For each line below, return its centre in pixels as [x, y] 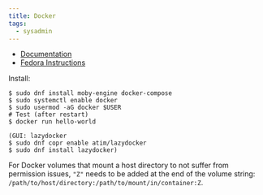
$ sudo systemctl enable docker [63, 101]
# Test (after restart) [49, 115]
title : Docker [32, 16]
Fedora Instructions [53, 63]
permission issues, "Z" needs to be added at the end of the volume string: [132, 174]
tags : [17, 24]
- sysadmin [34, 31]
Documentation [46, 54]
